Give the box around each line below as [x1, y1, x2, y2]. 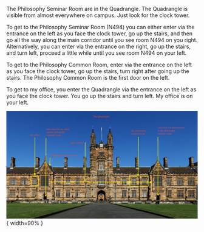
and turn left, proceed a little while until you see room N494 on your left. [6, 49, 187, 57]
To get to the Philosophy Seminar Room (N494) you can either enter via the [6, 24, 195, 30]
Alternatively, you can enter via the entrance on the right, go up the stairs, [6, 43, 191, 50]
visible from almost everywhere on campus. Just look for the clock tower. [6, 12, 190, 19]
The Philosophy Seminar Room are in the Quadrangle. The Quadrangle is [6, 5, 188, 12]
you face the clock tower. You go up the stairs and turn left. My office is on [6, 93, 193, 99]
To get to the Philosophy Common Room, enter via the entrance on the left [6, 61, 192, 68]
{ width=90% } [6, 219, 44, 227]
